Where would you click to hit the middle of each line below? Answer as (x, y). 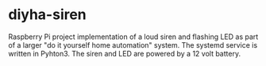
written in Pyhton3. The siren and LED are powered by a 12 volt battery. (124, 53)
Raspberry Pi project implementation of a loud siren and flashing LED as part (133, 37)
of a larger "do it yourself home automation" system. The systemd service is (133, 45)
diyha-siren (48, 15)
